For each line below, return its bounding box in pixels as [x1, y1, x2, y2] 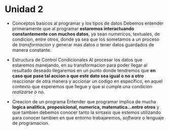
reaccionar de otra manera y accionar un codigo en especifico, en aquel [12, 78, 163, 84]
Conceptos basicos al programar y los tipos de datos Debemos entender [12, 20, 164, 26]
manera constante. [12, 47, 52, 53]
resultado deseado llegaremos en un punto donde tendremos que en [12, 67, 156, 74]
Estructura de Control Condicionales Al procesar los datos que [12, 56, 143, 62]
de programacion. [12, 120, 50, 126]
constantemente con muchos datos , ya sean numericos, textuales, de [12, 31, 160, 37]
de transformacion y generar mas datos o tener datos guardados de [12, 41, 154, 47]
